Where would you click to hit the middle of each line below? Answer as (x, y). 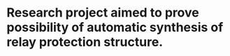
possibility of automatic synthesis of (115, 27)
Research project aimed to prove (103, 13)
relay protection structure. (85, 42)
